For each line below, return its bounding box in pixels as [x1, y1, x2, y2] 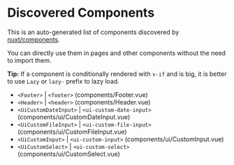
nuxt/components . [7, 35, 61, 43]
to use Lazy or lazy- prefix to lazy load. [7, 77, 120, 85]
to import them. [7, 56, 52, 64]
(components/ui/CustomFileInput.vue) [17, 127, 127, 136]
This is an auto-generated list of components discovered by [7, 28, 180, 36]
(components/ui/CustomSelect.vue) [17, 150, 121, 158]
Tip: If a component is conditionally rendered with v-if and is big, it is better [7, 70, 227, 78]
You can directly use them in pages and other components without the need [7, 49, 226, 57]
